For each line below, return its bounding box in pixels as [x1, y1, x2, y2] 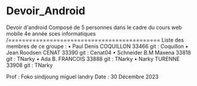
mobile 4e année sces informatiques [6, 30, 96, 37]
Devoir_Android [6, 4, 85, 18]
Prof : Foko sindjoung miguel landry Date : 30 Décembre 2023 [6, 73, 159, 80]
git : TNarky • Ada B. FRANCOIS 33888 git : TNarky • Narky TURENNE [6, 55, 180, 62]
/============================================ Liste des [6, 36, 184, 43]
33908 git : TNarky [6, 61, 53, 69]
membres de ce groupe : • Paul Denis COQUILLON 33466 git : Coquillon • [6, 43, 189, 50]
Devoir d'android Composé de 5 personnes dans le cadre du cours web [6, 24, 182, 31]
